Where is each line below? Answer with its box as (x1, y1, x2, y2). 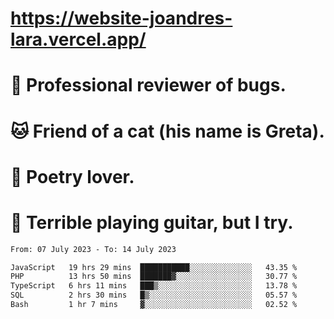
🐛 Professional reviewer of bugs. (10, 74, 287, 97)
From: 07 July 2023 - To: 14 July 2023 (10, 244, 177, 254)
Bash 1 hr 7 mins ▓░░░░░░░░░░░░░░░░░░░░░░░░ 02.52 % (10, 300, 298, 310)
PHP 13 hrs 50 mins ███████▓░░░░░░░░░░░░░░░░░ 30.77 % (10, 272, 298, 282)
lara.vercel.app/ (10, 28, 147, 51)
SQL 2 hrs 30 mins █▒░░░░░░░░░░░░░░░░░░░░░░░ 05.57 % (10, 290, 298, 301)
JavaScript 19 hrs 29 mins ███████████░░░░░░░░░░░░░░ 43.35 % (10, 262, 298, 272)
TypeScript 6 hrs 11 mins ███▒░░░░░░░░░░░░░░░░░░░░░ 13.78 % (10, 281, 298, 291)
